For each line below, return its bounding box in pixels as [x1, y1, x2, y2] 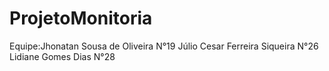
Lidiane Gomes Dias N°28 [9, 50, 116, 62]
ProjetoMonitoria [9, 7, 153, 30]
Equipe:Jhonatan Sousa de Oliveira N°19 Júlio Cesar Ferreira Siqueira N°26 [9, 40, 319, 52]
